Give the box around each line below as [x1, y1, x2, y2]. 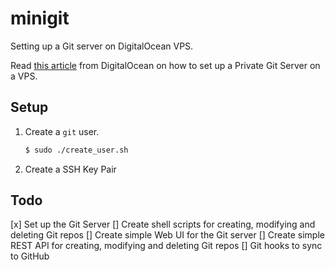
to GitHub [10, 250, 50, 262]
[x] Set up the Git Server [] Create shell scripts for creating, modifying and [10, 218, 316, 231]
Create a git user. [24, 125, 100, 137]
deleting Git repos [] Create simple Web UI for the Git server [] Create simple [10, 229, 325, 241]
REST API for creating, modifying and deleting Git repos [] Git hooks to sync [10, 240, 323, 252]
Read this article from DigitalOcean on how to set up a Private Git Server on [10, 59, 321, 71]
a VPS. [10, 70, 38, 82]
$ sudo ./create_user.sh [24, 145, 129, 155]
